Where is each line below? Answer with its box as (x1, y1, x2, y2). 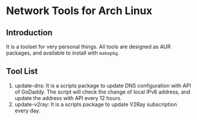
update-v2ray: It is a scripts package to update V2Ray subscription (14, 101, 178, 108)
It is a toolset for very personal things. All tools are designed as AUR (6, 43, 171, 50)
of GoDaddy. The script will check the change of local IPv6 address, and (14, 88, 191, 95)
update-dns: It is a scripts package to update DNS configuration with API (14, 82, 191, 89)
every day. (14, 107, 41, 114)
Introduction (6, 28, 53, 38)
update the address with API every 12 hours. (14, 94, 122, 101)
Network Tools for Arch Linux (6, 4, 153, 18)
